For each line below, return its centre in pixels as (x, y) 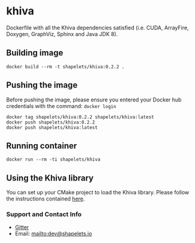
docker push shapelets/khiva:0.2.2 (51, 122)
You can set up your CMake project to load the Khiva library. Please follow (98, 193)
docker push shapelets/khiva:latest (52, 127)
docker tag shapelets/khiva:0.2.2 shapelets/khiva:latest (80, 117)
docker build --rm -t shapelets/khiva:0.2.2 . (65, 67)
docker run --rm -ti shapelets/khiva (53, 160)
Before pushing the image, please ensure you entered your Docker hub (94, 100)
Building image (35, 53)
